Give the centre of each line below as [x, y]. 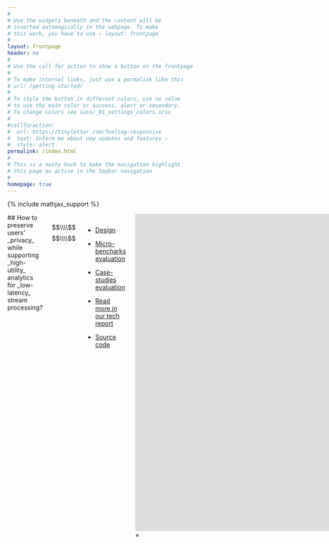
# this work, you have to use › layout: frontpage [83, 33]
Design [105, 230]
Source [106, 337]
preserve [20, 225]
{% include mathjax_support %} [53, 204]
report [104, 323]
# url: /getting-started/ [45, 86]
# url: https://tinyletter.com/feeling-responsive [84, 132]
